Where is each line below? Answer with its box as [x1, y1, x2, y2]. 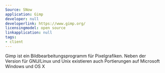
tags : [5, 35, 16, 40]
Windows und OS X [5, 63, 45, 69]
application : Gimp [5, 12, 43, 17]
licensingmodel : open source [5, 26, 66, 31]
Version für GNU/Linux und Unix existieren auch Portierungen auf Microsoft [5, 58, 160, 64]
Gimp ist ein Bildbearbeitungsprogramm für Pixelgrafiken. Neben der [5, 53, 146, 59]
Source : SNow [5, 7, 32, 12]
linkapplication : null [5, 30, 52, 35]
